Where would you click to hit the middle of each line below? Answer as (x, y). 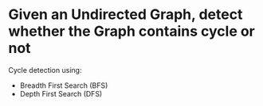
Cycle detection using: (45, 70)
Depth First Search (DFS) (61, 93)
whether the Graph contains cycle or (131, 31)
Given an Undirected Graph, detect (126, 15)
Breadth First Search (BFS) (64, 85)
